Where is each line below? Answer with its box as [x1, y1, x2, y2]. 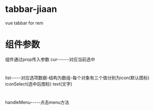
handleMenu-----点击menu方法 [5, 100, 69, 106]
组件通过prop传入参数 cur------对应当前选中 [5, 56, 96, 62]
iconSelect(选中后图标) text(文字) [5, 81, 73, 87]
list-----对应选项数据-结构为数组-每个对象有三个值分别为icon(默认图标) [5, 75, 150, 81]
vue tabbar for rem [5, 20, 44, 26]
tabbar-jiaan [5, 3, 57, 15]
